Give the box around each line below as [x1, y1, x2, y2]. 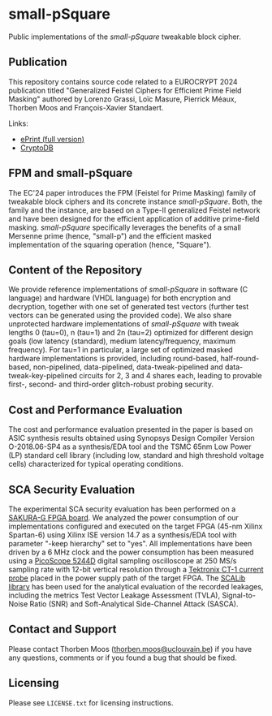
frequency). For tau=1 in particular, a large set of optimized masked [8, 345, 233, 355]
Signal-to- [222, 590, 256, 600]
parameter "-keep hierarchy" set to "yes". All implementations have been [8, 539, 253, 548]
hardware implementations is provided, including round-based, [8, 354, 219, 364]
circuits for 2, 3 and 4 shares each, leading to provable [79, 371, 262, 381]
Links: [8, 119, 28, 128]
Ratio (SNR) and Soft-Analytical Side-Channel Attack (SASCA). [29, 599, 239, 609]
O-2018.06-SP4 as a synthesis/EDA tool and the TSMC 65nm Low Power [8, 442, 252, 451]
